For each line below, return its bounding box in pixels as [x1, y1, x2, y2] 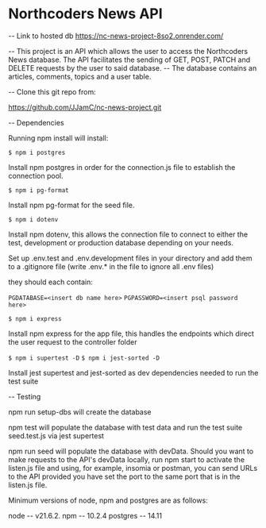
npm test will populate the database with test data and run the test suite [8, 422, 243, 432]
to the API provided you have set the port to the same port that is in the [8, 472, 241, 481]
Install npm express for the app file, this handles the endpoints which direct [8, 329, 254, 338]
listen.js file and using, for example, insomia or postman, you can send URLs [8, 463, 258, 472]
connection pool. [8, 171, 64, 180]
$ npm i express [8, 314, 62, 322]
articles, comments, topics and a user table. [8, 71, 152, 81]
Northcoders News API [8, 5, 163, 23]
